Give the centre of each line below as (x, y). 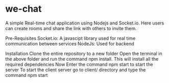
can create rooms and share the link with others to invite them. (71, 28)
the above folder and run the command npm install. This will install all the (82, 59)
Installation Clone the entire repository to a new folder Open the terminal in (84, 53)
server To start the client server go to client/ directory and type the (76, 70)
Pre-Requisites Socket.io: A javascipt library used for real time (70, 38)
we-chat (23, 9)
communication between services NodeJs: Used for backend (70, 43)
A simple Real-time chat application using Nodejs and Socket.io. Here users (85, 23)
